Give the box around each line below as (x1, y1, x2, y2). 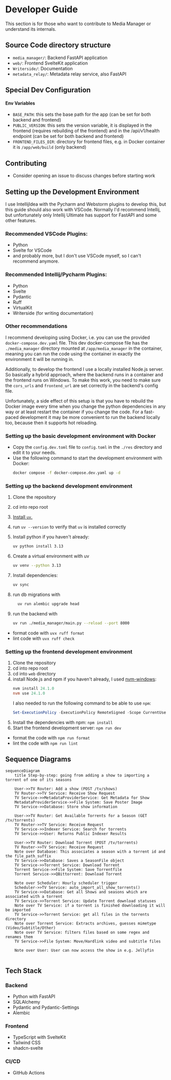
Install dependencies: (12, 572, 58, 578)
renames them (5, 934, 33, 939)
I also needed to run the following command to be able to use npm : (12, 700, 152, 706)
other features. (5, 217, 37, 224)
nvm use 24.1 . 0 (12, 691, 45, 696)
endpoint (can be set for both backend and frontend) (12, 133, 124, 139)
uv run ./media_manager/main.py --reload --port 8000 (12, 621, 130, 626)
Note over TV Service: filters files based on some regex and (14, 930, 150, 935)
